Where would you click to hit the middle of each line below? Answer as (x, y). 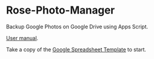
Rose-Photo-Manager (61, 10)
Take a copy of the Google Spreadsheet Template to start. (76, 49)
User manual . (22, 38)
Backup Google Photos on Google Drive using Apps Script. (77, 27)
